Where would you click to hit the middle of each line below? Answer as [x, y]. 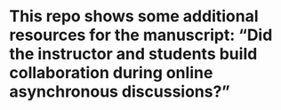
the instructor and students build [133, 54]
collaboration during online [111, 73]
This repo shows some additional [134, 16]
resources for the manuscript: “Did [141, 35]
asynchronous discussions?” [120, 92]
